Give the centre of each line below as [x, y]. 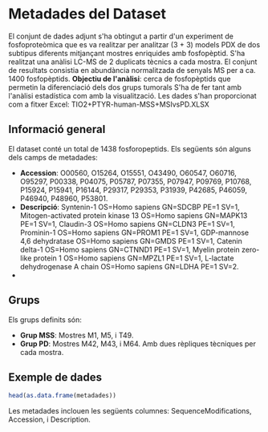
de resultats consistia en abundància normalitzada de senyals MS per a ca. [132, 70]
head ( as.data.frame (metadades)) [62, 396]
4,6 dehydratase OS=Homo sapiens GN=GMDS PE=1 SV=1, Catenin [131, 240]
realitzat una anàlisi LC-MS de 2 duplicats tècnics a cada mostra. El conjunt [133, 62]
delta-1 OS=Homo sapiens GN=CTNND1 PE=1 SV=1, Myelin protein [130, 249]
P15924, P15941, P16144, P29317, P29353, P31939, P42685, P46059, [133, 190]
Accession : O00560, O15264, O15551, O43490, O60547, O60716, [128, 172]
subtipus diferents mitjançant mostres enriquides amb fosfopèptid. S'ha [127, 53]
